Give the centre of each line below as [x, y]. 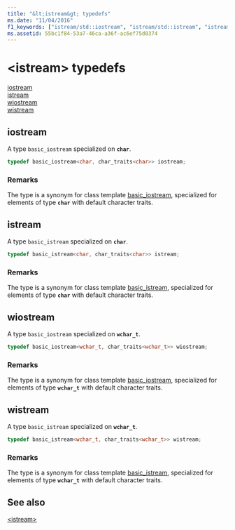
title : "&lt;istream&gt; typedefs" [59, 14]
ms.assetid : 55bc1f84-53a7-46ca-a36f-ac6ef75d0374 [83, 33]
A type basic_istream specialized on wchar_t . [72, 426]
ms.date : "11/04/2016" [40, 20]
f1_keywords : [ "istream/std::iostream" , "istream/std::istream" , [104, 27]
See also [26, 502]
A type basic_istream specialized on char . [67, 241]
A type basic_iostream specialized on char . [69, 149]
